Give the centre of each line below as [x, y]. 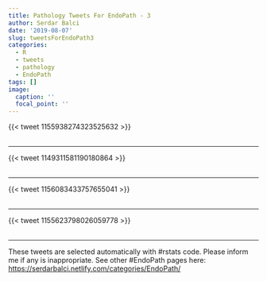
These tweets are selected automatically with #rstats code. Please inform [128, 252]
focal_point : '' [42, 104]
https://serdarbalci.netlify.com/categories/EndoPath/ [95, 269]
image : [19, 89]
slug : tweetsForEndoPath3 [51, 38]
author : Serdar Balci [44, 23]
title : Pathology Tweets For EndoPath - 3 [79, 15]
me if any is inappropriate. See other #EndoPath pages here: [107, 260]
